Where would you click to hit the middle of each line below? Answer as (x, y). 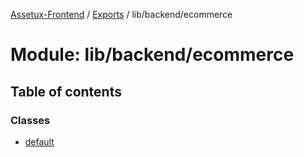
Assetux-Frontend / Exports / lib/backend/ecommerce (121, 14)
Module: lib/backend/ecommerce (152, 55)
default (39, 141)
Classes (30, 120)
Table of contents (66, 91)
